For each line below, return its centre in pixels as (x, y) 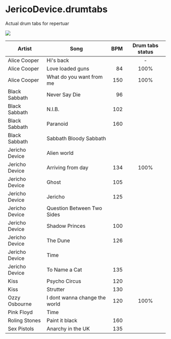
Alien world (60, 153)
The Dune (58, 241)
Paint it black (62, 320)
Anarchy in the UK (68, 328)
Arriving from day (67, 167)
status (146, 52)
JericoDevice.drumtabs (56, 9)
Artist (25, 48)
